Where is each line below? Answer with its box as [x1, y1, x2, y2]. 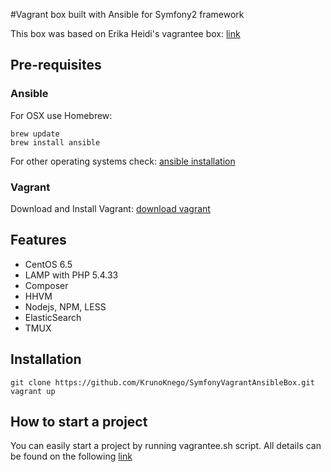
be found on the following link [10, 450, 133, 463]
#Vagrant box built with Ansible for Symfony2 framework [10, 9, 245, 20]
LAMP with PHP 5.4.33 [24, 269, 119, 281]
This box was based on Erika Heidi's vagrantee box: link [10, 28, 241, 39]
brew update [10, 129, 60, 139]
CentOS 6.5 [24, 258, 73, 270]
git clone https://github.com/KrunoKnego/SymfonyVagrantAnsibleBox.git [10, 377, 315, 388]
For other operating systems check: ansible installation [10, 155, 236, 167]
